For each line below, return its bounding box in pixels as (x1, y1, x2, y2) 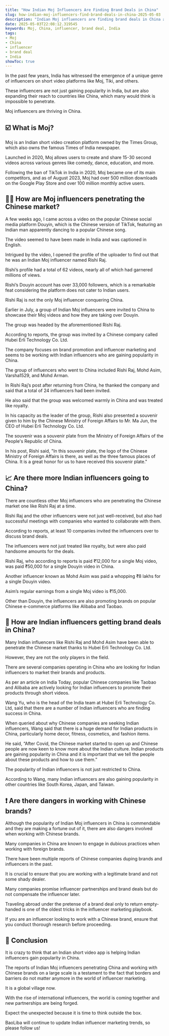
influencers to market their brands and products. (5, 669, 106, 675)
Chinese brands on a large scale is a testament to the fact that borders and (5, 970, 160, 976)
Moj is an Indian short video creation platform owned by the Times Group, (5, 139, 158, 145)
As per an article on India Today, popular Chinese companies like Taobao (5, 679, 156, 685)
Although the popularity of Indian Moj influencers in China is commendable (5, 820, 160, 826)
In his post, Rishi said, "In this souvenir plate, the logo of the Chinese (5, 448, 147, 454)
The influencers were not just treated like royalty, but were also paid (5, 543, 146, 549)
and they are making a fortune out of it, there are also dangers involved (5, 826, 152, 832)
